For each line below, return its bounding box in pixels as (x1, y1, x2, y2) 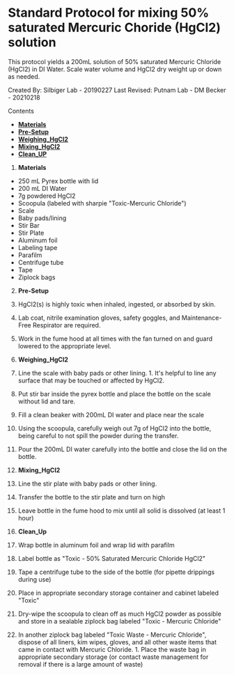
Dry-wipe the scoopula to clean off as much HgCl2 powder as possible (17, 610, 221, 618)
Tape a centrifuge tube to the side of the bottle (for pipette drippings (17, 568, 215, 576)
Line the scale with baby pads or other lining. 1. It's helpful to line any (17, 368, 217, 377)
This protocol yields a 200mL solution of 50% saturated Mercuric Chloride (8, 57, 221, 65)
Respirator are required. (32, 320, 101, 329)
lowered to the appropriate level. (17, 341, 111, 350)
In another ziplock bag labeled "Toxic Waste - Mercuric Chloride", (17, 630, 207, 639)
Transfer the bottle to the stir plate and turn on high (17, 492, 166, 501)
